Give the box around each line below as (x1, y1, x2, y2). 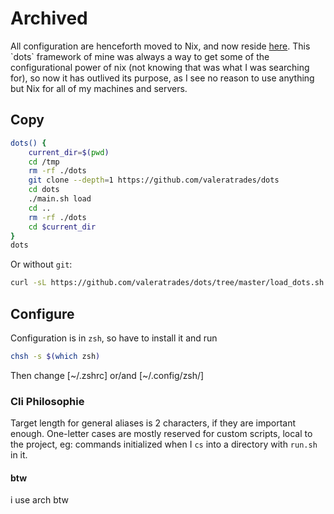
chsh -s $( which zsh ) (10, 351, 101, 361)
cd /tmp (28, 157, 60, 167)
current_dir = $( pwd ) (28, 147, 110, 157)
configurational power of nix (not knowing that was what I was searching (10, 61, 310, 73)
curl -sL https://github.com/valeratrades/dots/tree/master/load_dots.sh (10, 278, 325, 288)
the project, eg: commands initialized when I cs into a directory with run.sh (10, 438, 318, 451)
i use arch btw (10, 494, 70, 506)
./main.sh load (28, 194, 92, 204)
